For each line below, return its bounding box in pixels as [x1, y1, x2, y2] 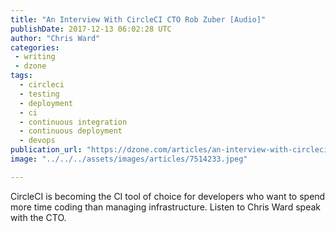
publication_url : [10, 145, 83, 155]
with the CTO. [10, 211, 67, 223]
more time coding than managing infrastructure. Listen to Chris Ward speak [10, 201, 321, 213]
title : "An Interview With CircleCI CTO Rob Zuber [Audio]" [10, 14, 267, 25]
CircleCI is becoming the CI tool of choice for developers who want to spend [10, 190, 326, 202]
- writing [14, 52, 56, 62]
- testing [19, 89, 60, 99]
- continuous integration [19, 117, 128, 127]
